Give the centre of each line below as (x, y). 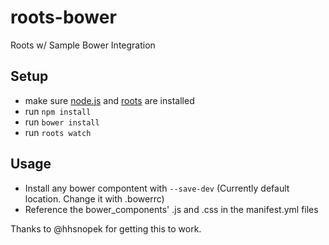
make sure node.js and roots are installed (109, 100)
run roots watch (58, 132)
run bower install (62, 122)
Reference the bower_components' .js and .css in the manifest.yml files (171, 209)
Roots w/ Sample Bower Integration (83, 45)
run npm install (58, 111)
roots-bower (63, 17)
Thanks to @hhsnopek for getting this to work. (106, 228)
